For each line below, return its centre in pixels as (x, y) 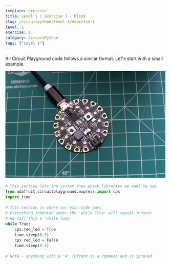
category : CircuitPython (32, 38)
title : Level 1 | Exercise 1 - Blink (46, 16)
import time (18, 197)
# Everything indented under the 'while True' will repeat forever (79, 213)
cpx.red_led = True (35, 229)
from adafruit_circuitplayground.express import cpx (63, 191)
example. (15, 64)
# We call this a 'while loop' (39, 219)
